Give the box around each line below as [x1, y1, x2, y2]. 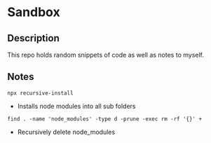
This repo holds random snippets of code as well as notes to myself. [7, 50, 205, 59]
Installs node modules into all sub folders [17, 102, 136, 110]
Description [7, 32, 60, 44]
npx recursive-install [7, 89, 74, 97]
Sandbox [7, 4, 61, 20]
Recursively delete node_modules [17, 128, 116, 136]
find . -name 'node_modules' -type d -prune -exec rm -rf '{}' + [7, 115, 202, 123]
